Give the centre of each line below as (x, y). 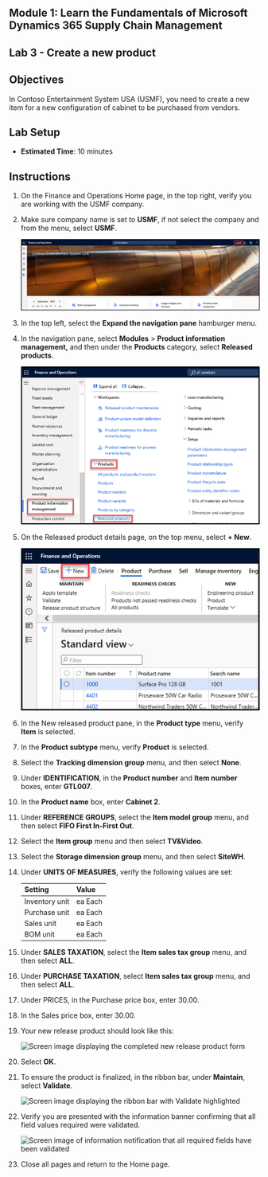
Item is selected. (48, 731)
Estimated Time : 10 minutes (67, 151)
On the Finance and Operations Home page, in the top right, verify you (136, 196)
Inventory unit (47, 901)
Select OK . (38, 1062)
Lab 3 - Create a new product (82, 52)
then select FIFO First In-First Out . (77, 825)
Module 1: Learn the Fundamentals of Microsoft (128, 13)
